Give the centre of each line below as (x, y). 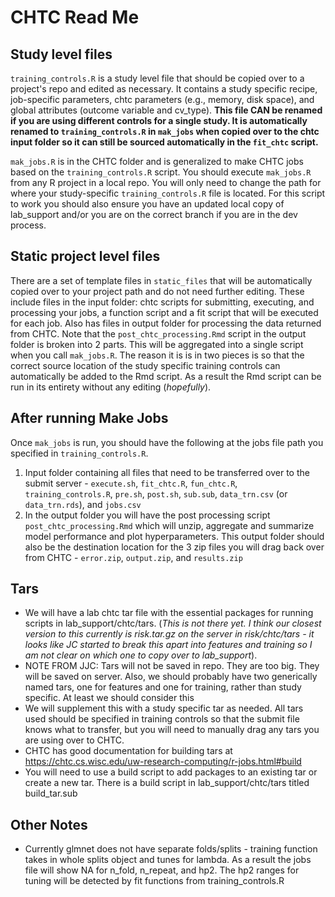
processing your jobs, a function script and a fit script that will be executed (164, 312)
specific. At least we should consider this (109, 698)
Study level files (61, 54)
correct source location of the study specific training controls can (145, 365)
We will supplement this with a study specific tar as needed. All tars (164, 708)
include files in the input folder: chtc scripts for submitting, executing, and (162, 302)
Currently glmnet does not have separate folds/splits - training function (171, 849)
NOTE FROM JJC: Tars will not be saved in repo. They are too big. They (172, 666)
